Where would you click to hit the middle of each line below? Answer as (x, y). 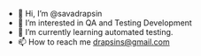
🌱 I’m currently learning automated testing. (95, 32)
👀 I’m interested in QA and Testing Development (104, 23)
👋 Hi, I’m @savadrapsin (60, 14)
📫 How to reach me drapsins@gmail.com (93, 42)
